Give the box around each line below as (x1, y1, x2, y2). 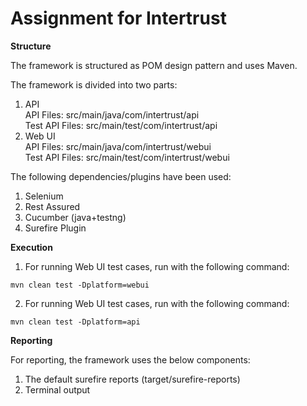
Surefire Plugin (24, 222, 87, 234)
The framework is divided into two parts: (10, 78, 178, 91)
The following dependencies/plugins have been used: (10, 170, 232, 182)
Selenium (24, 190, 64, 202)
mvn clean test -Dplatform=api (10, 317, 141, 327)
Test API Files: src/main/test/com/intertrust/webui (24, 151, 230, 163)
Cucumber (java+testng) (24, 211, 127, 223)
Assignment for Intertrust (10, 7, 227, 30)
